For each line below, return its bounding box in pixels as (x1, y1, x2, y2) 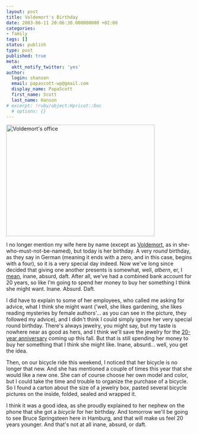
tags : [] (6, 36, 28, 42)
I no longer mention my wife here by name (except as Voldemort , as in (6, 241, 177, 249)
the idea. (6, 347, 28, 354)
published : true (6, 53, 46, 59)
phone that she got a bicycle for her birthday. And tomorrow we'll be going (6, 408, 189, 416)
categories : (6, 25, 36, 32)
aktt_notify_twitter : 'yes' (11, 64, 81, 70)
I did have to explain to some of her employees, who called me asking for (6, 297, 185, 304)
